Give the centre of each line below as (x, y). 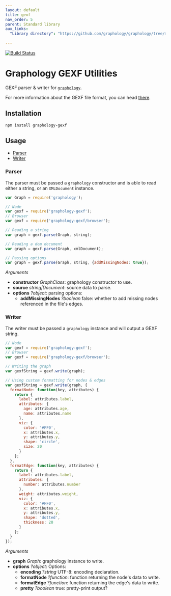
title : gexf (18, 15)
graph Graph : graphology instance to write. (58, 561)
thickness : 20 (38, 523)
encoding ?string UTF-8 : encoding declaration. (70, 572)
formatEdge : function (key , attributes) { (54, 466)
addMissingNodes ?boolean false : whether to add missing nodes (89, 299)
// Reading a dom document (34, 244)
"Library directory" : (33, 34)
